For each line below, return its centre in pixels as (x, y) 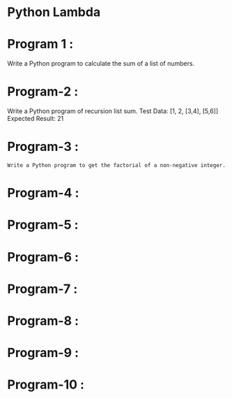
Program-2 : (43, 92)
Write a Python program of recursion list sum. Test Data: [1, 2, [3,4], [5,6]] (113, 111)
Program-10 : (46, 385)
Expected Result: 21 (36, 119)
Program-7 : (42, 289)
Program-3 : (43, 147)
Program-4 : (43, 193)
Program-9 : (43, 353)
